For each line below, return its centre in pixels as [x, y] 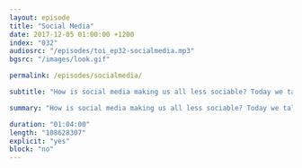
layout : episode [40, 18]
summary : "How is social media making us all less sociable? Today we [144, 108]
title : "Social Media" [52, 26]
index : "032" [34, 43]
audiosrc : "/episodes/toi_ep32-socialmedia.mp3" [102, 51]
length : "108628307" [48, 133]
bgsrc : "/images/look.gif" [60, 59]
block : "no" [31, 149]
